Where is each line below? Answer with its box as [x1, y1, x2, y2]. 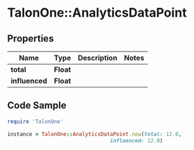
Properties [7, 33, 54, 44]
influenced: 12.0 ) [110, 137, 163, 144]
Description [77, 53, 118, 62]
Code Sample [7, 99, 67, 112]
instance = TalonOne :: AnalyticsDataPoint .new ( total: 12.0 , [7, 131, 182, 137]
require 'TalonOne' [7, 118, 64, 125]
